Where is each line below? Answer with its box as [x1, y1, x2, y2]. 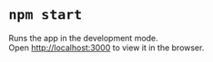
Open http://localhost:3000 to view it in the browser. [8, 42, 205, 53]
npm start [8, 6, 83, 23]
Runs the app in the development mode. [8, 32, 158, 43]
